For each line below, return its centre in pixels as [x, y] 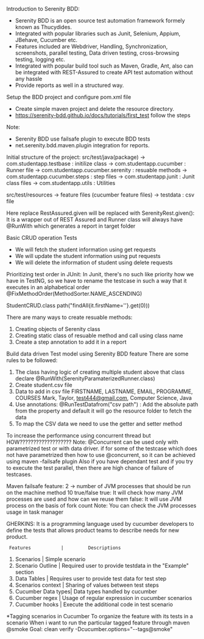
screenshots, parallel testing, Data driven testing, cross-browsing [97, 53]
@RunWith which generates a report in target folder [71, 226]
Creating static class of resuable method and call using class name [99, 335]
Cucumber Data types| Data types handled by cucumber [86, 592]
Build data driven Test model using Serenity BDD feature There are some [97, 354]
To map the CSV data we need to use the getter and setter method [99, 424]
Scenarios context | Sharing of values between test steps [87, 585]
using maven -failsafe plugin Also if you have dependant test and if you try [100, 461]
